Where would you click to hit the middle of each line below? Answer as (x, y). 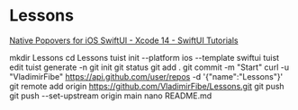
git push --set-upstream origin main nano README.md (111, 96)
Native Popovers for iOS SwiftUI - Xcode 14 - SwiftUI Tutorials (124, 40)
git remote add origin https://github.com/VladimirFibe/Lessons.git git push (147, 86)
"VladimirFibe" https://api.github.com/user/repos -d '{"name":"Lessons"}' (146, 76)
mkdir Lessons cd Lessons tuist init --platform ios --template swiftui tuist (144, 57)
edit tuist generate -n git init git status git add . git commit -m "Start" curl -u (149, 67)
